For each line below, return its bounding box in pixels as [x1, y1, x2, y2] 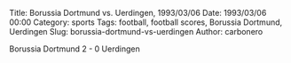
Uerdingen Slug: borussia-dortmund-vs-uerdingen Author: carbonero [9, 27, 263, 36]
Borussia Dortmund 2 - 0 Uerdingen [9, 43, 140, 54]
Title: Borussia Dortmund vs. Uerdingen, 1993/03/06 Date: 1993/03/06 [9, 8, 267, 18]
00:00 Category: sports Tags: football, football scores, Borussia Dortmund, [9, 17, 283, 28]
